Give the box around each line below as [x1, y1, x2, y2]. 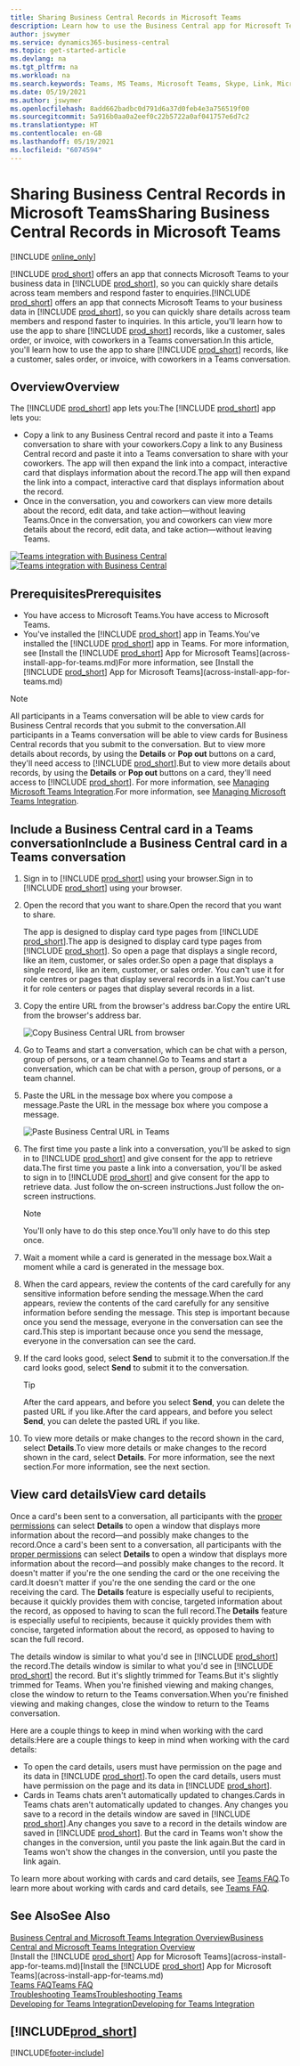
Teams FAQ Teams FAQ [10, 1979, 93, 1990]
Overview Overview [10, 379, 120, 394]
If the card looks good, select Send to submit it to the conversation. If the [22, 1353, 290, 1363]
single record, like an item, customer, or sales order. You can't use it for [22, 964, 285, 975]
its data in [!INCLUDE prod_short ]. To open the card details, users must [22, 1770, 281, 1781]
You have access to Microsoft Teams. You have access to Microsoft [22, 610, 270, 621]
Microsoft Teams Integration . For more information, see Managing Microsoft [10, 786, 286, 797]
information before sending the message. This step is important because [22, 1307, 290, 1318]
